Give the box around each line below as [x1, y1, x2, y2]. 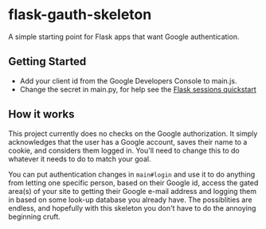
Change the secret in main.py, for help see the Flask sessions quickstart [19, 84, 256, 94]
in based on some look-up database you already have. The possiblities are [8, 195, 252, 204]
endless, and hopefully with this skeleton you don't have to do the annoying [8, 203, 256, 212]
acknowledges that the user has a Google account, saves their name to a [8, 137, 248, 146]
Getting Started [8, 55, 87, 68]
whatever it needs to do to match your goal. [8, 153, 151, 164]
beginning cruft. [8, 212, 61, 221]
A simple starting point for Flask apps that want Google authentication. [8, 32, 240, 41]
